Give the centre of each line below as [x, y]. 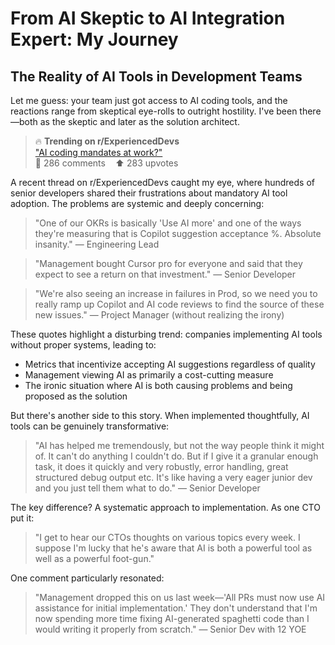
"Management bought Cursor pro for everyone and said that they [168, 263]
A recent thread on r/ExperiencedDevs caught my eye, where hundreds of [162, 182]
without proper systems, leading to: [83, 345]
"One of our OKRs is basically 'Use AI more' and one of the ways [168, 223]
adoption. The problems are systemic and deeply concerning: [137, 203]
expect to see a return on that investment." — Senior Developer [165, 274]
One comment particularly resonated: [87, 578]
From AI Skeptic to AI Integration [148, 18]
